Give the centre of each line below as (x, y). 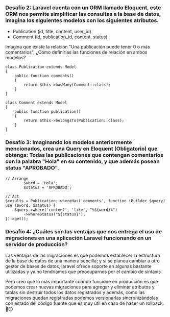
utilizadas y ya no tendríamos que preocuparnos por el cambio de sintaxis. (84, 272)
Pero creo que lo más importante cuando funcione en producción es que (82, 281)
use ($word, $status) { (31, 205)
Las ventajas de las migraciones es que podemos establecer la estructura (83, 255)
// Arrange (17, 178)
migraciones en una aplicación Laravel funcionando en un (78, 238)
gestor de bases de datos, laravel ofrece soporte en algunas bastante (78, 266)
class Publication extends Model (41, 67)
